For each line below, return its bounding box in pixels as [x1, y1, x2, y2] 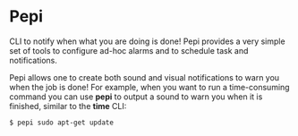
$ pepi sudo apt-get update [9, 118, 115, 127]
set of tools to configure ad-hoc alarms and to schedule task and [9, 45, 249, 55]
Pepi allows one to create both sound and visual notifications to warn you [9, 72, 280, 82]
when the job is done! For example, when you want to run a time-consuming [9, 81, 290, 92]
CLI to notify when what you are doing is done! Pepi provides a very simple [9, 36, 285, 47]
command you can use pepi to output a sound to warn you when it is [9, 91, 263, 102]
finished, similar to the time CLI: [9, 100, 127, 111]
